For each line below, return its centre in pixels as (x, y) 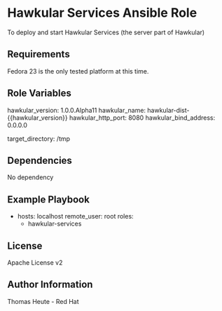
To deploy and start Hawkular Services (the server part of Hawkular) (106, 32)
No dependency (30, 177)
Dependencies (40, 160)
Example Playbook (48, 199)
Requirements (39, 54)
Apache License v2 (35, 263)
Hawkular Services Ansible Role (102, 13)
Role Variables (39, 94)
